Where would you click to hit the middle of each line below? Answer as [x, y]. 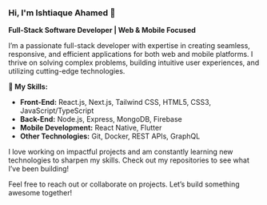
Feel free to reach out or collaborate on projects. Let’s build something [124, 184]
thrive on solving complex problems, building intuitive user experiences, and [134, 62]
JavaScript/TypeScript [57, 111]
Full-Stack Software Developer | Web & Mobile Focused [102, 30]
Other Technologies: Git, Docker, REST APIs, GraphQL [110, 136]
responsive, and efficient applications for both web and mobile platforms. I [131, 54]
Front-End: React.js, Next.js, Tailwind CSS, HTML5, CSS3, [116, 102]
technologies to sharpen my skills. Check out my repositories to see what [129, 160]
